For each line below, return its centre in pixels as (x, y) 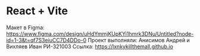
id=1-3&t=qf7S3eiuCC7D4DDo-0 (46, 40)
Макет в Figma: (25, 27)
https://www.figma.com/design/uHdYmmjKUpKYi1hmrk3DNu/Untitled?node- (100, 33)
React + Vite (37, 11)
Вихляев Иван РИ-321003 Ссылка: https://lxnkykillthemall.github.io (90, 46)
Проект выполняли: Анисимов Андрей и (139, 40)
